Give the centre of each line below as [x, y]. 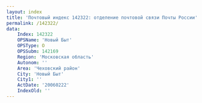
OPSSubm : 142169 [38, 51]
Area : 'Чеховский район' [49, 68]
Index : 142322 [35, 35]
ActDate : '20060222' [43, 85]
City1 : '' [30, 79]
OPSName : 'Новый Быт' [45, 40]
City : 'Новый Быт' [41, 74]
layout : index [24, 12]
